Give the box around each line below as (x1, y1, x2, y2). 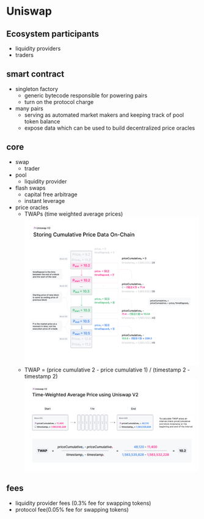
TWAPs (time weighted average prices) (24, 210, 123, 218)
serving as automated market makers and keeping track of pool (24, 111, 184, 119)
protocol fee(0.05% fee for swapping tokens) (15, 506, 129, 513)
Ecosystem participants (6, 29, 100, 39)
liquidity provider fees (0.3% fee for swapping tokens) (15, 499, 151, 507)
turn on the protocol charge (24, 98, 94, 105)
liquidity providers (15, 45, 61, 52)
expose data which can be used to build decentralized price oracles (24, 124, 195, 131)
